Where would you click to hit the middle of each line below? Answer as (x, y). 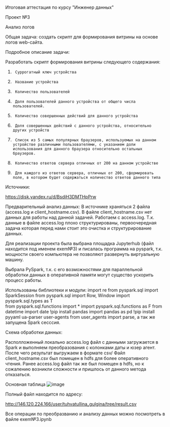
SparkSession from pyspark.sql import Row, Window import (68, 295)
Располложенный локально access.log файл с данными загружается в (82, 342)
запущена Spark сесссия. (33, 322)
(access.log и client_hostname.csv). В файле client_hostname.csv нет (79, 212)
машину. (14, 259)
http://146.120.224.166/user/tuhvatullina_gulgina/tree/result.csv (71, 404)
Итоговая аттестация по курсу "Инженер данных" (60, 7)
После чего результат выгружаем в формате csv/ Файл (65, 353)
